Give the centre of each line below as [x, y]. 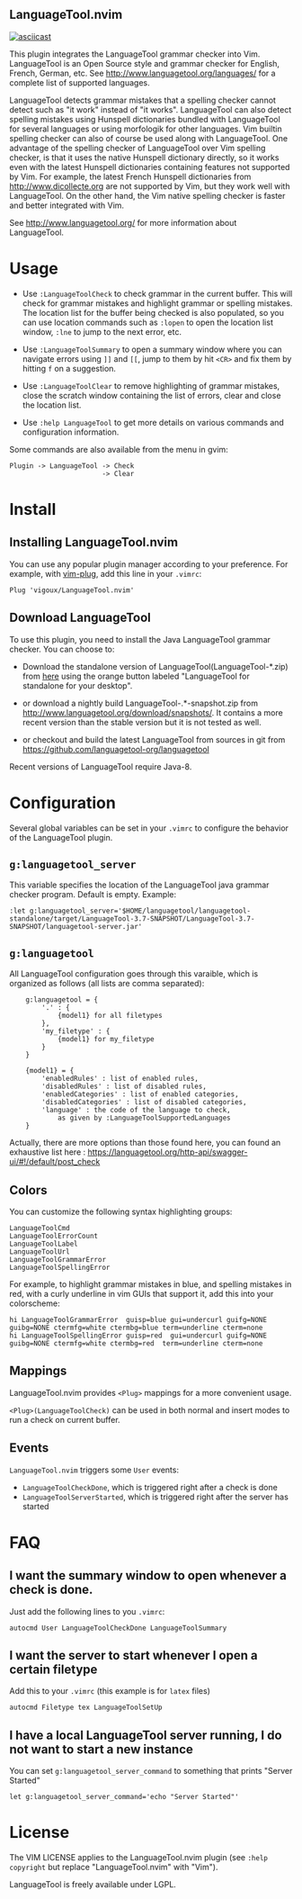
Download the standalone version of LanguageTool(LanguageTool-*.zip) [155, 666]
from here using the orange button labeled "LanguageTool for [136, 676]
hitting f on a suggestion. [69, 368]
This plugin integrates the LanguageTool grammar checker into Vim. [135, 54]
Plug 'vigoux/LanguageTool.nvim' [72, 590]
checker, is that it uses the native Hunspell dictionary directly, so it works [144, 157]
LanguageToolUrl [40, 1251]
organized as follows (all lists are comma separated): [107, 984]
